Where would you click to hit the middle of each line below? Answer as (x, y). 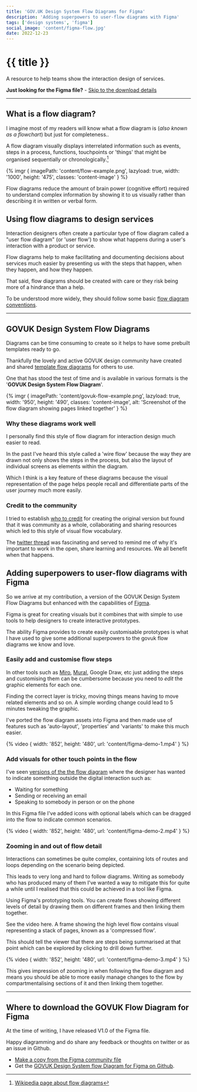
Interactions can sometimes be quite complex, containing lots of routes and (97, 859)
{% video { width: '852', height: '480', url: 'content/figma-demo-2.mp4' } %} (98, 831)
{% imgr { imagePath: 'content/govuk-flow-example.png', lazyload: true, (93, 396)
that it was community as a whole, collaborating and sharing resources (91, 525)
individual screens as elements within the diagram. (67, 466)
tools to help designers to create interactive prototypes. (73, 620)
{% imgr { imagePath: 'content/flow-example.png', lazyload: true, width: (93, 170)
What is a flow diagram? (51, 114)
